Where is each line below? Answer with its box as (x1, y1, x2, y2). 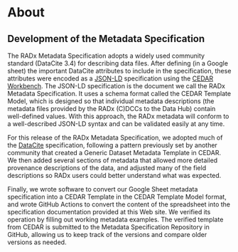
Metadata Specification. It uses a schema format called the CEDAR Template (7, 90, 232, 98)
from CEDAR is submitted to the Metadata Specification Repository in (7, 223, 210, 231)
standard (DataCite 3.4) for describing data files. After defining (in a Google (7, 59, 229, 68)
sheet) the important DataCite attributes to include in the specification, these (7, 67, 232, 75)
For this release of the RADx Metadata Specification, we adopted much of (7, 133, 223, 142)
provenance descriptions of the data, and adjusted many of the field (7, 164, 207, 172)
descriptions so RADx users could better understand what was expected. (7, 172, 222, 179)
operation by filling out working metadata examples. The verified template (7, 215, 224, 224)
